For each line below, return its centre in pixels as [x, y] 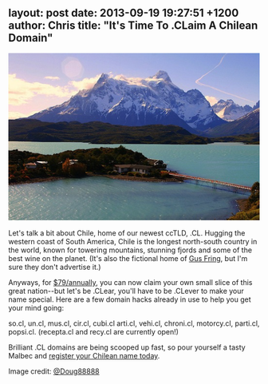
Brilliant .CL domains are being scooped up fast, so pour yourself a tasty [127, 347]
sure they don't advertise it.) [55, 267]
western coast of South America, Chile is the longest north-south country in [133, 242]
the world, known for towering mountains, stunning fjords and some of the [130, 250]
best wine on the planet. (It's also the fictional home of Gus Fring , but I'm [128, 259]
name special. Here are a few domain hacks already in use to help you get [130, 299]
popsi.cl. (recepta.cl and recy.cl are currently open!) [94, 332]
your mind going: [36, 308]
